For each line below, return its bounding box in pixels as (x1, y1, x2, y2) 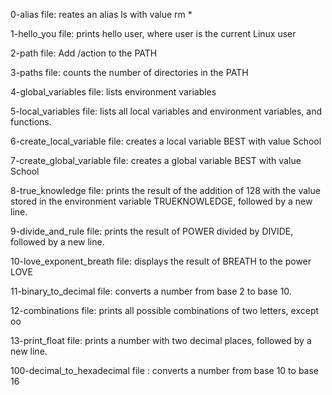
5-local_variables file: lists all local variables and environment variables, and (10, 105, 323, 117)
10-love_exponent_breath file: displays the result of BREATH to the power (10, 255, 312, 267)
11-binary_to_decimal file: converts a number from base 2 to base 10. (10, 285, 292, 297)
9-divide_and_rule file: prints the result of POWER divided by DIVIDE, (10, 225, 294, 237)
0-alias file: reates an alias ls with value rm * (10, 9, 193, 20)
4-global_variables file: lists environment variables (10, 86, 217, 98)
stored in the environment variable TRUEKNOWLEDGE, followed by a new (10, 195, 313, 207)
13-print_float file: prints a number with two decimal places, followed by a (10, 335, 312, 346)
